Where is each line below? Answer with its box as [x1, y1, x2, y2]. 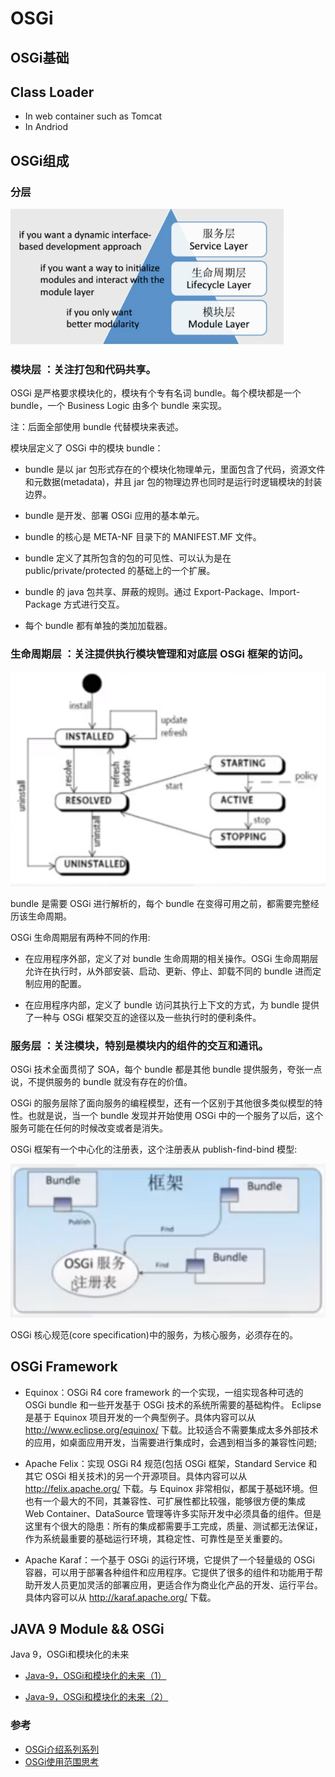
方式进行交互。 [63, 598, 125, 611]
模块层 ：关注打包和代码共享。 [10, 363, 157, 376]
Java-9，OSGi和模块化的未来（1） [24, 1670, 167, 1682]
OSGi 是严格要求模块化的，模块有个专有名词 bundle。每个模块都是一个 [10, 387, 302, 399]
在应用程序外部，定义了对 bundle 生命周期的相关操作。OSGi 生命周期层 [24, 952, 319, 964]
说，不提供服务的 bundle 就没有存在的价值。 [10, 1076, 193, 1088]
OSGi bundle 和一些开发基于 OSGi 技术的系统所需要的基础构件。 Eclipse [24, 1398, 322, 1411]
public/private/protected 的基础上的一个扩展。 [24, 565, 216, 577]
